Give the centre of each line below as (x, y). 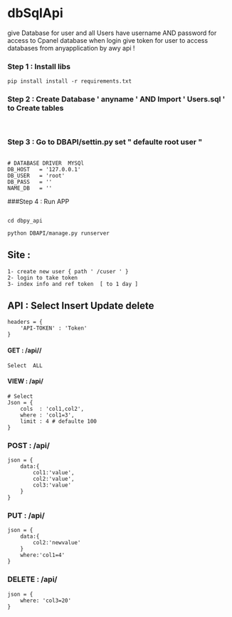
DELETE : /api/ (32, 579)
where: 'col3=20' (46, 601)
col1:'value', (54, 473)
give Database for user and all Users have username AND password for (112, 33)
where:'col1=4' (43, 555)
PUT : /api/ (26, 516)
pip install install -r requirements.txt (70, 81)
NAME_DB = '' (30, 188)
